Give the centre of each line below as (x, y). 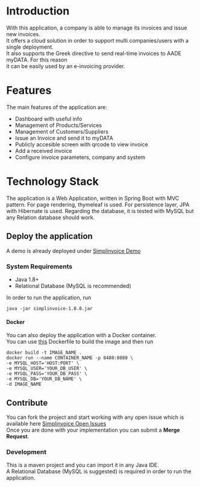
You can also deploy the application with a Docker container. (81, 335)
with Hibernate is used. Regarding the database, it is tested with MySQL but (100, 211)
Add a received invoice (43, 150)
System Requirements (39, 266)
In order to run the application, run (49, 297)
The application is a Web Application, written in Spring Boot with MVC (93, 198)
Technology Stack (53, 181)
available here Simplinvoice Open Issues (56, 423)
